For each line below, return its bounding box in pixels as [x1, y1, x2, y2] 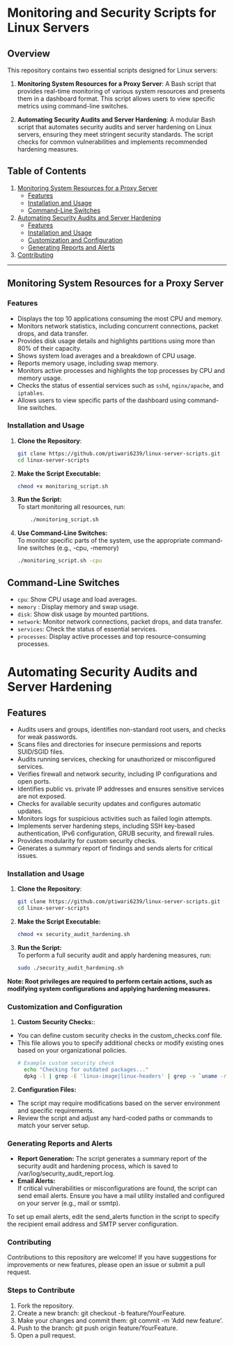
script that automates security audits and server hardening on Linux [17, 123, 212, 131]
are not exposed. [17, 791, 66, 800]
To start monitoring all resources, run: [17, 503, 125, 511]
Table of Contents [7, 166, 87, 177]
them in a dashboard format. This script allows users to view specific [17, 94, 216, 103]
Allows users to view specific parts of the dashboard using [17, 396, 186, 404]
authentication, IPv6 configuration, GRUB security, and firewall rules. [17, 829, 214, 837]
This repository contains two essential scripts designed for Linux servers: [7, 66, 218, 74]
